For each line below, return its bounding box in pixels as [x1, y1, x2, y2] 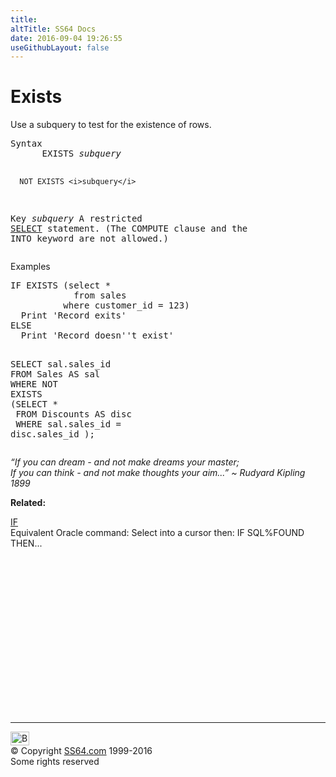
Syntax [10, 138, 43, 150]
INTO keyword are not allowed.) [10, 233, 169, 245]
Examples [10, 261, 51, 273]
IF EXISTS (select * [10, 280, 112, 291]
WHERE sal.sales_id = [15, 419, 122, 430]
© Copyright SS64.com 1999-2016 [10, 745, 153, 757]
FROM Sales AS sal [10, 369, 101, 380]
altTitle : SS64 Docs [10, 24, 97, 34]
